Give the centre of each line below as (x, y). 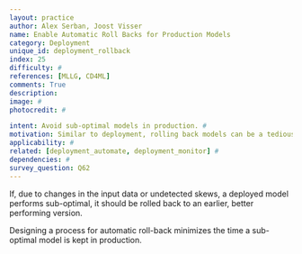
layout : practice (42, 18)
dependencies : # (40, 159)
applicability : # (42, 143)
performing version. (46, 213)
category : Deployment (50, 43)
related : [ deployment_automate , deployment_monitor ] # (114, 151)
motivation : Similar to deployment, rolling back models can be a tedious (152, 135)
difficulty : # (36, 68)
